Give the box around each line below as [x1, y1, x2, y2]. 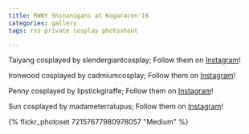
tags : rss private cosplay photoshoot [8, 26, 138, 34]
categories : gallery [8, 19, 78, 27]
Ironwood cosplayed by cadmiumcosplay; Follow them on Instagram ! [8, 71, 236, 81]
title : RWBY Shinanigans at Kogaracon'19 [8, 11, 149, 20]
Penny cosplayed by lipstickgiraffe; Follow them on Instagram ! [8, 86, 214, 96]
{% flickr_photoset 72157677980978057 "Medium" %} [8, 117, 189, 127]
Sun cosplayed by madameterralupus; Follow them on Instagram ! [8, 101, 223, 112]
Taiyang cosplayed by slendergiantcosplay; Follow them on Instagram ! [8, 55, 241, 65]
